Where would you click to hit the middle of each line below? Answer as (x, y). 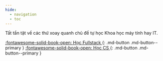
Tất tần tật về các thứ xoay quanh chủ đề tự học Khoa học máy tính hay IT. (81, 33)
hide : (11, 10)
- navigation (23, 14)
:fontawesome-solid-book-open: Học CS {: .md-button (81, 48)
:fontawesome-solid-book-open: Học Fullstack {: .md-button (67, 43)
